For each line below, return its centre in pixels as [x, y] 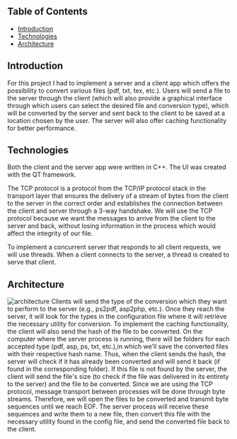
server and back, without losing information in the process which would [111, 226]
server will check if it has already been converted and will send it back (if [114, 362]
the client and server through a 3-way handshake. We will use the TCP [110, 211]
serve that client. [32, 262]
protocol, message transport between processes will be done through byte [116, 392]
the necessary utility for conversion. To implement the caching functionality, [118, 324]
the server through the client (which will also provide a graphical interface [115, 98]
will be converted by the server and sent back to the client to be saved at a [116, 113]
